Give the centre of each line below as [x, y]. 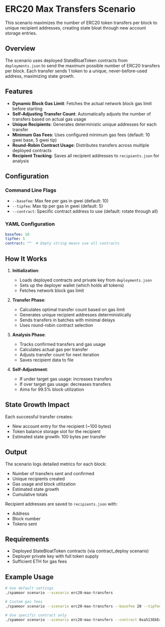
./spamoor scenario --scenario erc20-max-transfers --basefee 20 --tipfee [83, 606]
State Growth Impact [37, 405]
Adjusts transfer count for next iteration [59, 354]
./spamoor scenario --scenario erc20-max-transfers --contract [71, 620]
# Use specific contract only [36, 615]
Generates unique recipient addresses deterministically [75, 314]
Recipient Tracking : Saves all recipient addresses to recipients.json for [86, 155]
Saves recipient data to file [46, 360]
